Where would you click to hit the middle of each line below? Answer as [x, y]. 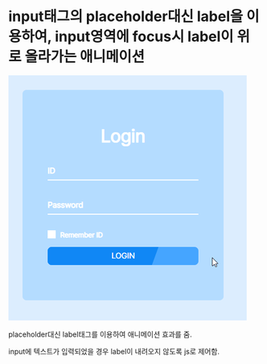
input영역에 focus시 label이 [144, 37]
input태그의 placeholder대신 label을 [126, 17]
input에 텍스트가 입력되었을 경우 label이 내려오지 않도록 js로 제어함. [114, 351]
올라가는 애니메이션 [84, 57]
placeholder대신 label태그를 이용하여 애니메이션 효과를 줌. [100, 334]
